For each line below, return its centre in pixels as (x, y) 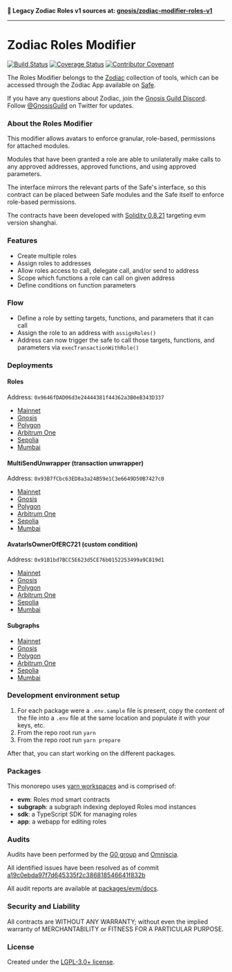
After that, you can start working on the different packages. (91, 753)
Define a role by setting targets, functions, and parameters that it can (115, 318)
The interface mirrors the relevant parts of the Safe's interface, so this (107, 187)
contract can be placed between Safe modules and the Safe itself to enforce (116, 195)
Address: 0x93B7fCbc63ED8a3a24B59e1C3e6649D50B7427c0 (86, 478)
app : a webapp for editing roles (62, 821)
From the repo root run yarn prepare (69, 740)
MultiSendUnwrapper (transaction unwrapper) (75, 463)
